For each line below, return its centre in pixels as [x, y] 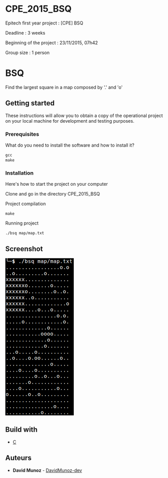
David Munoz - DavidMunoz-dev [47, 470]
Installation [20, 173]
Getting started [30, 103]
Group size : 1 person [27, 52]
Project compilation [25, 204]
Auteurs [19, 458]
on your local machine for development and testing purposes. [70, 121]
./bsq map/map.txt [25, 233]
